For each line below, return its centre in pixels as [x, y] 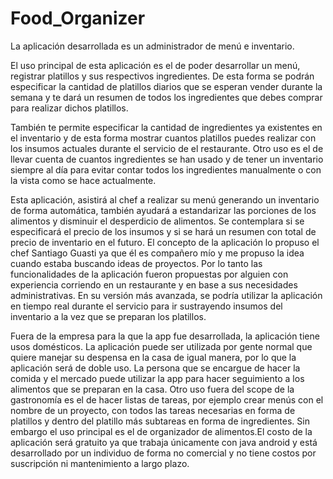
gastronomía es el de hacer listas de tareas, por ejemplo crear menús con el [167, 399]
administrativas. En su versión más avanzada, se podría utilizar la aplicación [166, 295]
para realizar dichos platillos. [69, 108]
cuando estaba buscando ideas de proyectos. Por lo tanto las [136, 263]
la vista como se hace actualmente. [83, 180]
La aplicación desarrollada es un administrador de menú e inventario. [152, 46]
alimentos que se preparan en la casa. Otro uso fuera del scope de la [152, 389]
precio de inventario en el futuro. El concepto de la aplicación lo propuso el [165, 242]
